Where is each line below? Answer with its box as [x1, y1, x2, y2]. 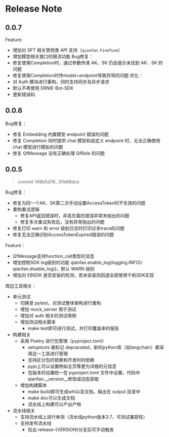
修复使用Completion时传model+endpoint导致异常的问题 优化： [12, 72, 143, 78]
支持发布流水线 [20, 420, 52, 426]
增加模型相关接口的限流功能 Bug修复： [12, 54, 94, 59]
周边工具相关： [5, 283, 36, 289]
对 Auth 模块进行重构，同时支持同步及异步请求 [12, 79, 110, 85]
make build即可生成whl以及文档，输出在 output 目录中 [27, 388, 141, 394]
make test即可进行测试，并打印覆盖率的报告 [27, 325, 119, 331]
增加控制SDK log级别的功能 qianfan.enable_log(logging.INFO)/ [12, 259, 143, 265]
